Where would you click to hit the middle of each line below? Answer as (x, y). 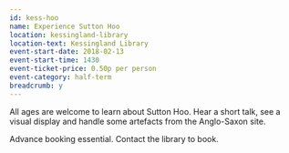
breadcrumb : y (36, 86)
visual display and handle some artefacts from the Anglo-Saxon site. (138, 121)
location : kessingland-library (69, 35)
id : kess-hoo (34, 18)
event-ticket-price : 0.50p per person (83, 69)
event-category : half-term (61, 77)
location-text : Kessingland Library (79, 43)
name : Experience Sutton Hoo (65, 26)
